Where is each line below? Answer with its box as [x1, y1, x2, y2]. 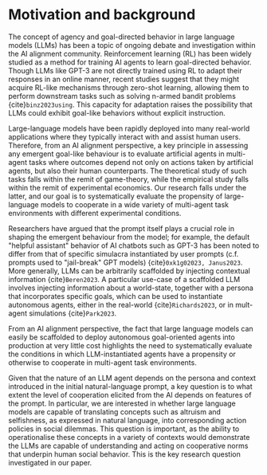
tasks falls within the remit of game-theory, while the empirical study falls [8, 174, 249, 184]
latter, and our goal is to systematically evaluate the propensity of [8, 191, 223, 201]
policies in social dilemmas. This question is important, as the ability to [8, 424, 240, 434]
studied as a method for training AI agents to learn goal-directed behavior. [8, 57, 252, 67]
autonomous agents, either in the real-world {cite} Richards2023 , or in [8, 300, 234, 309]
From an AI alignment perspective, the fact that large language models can [8, 324, 253, 333]
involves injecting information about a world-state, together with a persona [8, 283, 253, 292]
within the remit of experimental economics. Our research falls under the [8, 183, 247, 192]
